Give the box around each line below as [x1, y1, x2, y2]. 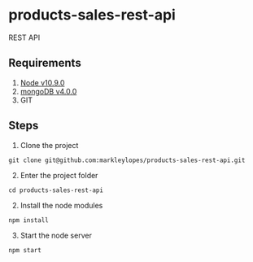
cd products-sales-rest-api [8, 186, 104, 194]
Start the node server [20, 230, 92, 240]
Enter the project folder [20, 170, 98, 180]
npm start [8, 246, 42, 254]
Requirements [8, 56, 81, 70]
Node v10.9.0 [20, 77, 65, 87]
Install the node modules [20, 200, 103, 210]
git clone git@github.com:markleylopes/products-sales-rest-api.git [8, 156, 246, 164]
